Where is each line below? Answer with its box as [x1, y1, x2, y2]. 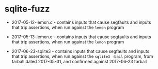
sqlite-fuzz [4, 3, 50, 14]
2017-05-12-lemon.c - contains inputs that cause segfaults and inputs [11, 19, 151, 25]
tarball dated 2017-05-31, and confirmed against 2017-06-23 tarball [11, 58, 147, 64]
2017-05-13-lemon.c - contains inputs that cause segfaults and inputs [11, 34, 151, 40]
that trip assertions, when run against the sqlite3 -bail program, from [11, 53, 153, 59]
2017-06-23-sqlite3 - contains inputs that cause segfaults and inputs [11, 48, 150, 54]
